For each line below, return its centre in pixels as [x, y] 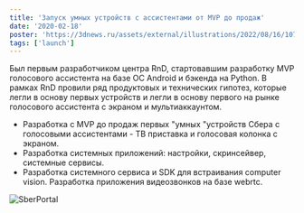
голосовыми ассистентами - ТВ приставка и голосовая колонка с [150, 134]
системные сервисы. [63, 162]
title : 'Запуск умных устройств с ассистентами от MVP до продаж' [137, 18]
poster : [24, 34]
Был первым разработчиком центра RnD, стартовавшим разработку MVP [152, 69]
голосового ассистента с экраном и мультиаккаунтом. [116, 107]
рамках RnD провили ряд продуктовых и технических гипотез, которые [148, 88]
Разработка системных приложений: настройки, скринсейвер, [144, 153]
